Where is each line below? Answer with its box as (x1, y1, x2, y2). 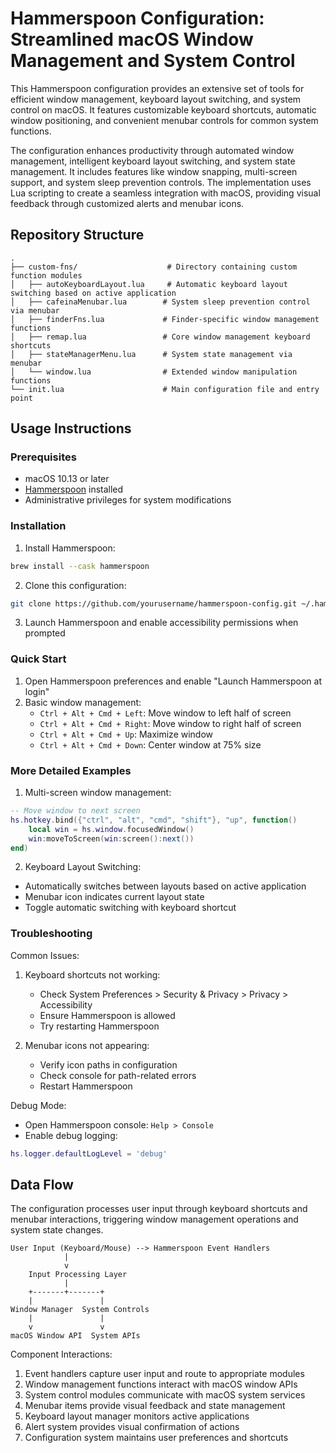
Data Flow (10, 1177, 74, 1194)
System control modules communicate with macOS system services (24, 1389, 306, 1401)
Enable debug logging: (24, 1129, 118, 1141)
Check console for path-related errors (39, 1069, 197, 1081)
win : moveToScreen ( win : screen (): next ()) (28, 833, 195, 844)
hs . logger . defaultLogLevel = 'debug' (10, 1148, 168, 1159)
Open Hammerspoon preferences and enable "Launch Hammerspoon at (24, 675, 322, 687)
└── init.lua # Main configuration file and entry (10, 384, 320, 394)
